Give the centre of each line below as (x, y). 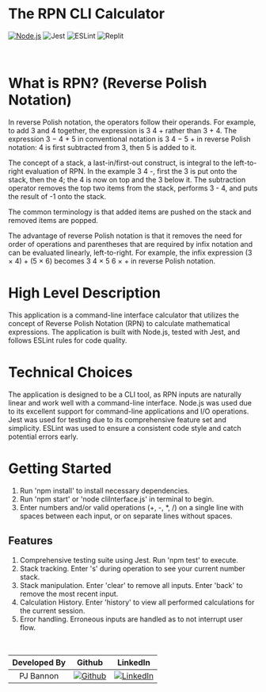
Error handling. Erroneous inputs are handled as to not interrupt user (131, 619)
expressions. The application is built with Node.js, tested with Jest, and (124, 332)
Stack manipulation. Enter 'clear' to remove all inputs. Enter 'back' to (131, 585)
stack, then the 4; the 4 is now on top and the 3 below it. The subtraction (127, 179)
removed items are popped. (53, 220)
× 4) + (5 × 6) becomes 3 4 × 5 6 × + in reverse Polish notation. (112, 261)
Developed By (39, 662)
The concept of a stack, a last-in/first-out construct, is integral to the (120, 163)
